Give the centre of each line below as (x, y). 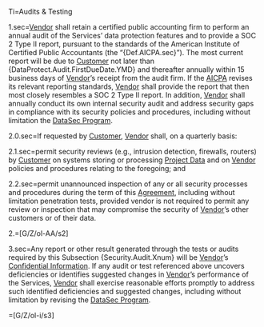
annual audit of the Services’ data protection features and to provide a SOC (132, 36)
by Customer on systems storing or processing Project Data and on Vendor (132, 160)
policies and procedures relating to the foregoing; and (97, 168)
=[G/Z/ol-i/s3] (31, 315)
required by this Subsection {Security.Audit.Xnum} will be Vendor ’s (118, 257)
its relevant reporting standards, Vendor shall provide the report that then (129, 86)
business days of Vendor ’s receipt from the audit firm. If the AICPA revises (131, 78)
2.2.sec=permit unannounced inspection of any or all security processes (128, 184)
